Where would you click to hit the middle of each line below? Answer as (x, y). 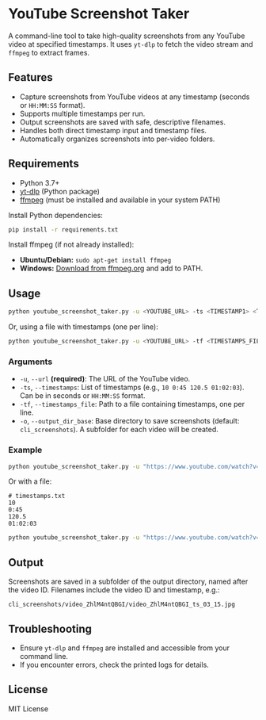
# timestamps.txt (37, 496)
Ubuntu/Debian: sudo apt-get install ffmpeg (95, 260)
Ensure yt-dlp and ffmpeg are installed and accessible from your (124, 648)
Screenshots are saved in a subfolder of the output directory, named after (128, 582)
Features (30, 77)
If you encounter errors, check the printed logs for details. (114, 664)
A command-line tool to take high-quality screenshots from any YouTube (127, 36)
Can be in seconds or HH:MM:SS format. (82, 396)
